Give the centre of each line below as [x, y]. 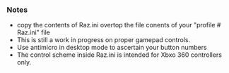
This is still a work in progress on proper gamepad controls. [104, 40]
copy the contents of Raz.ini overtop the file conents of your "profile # [119, 25]
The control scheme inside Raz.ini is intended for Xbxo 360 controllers [119, 55]
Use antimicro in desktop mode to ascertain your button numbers [112, 48]
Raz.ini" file [34, 32]
